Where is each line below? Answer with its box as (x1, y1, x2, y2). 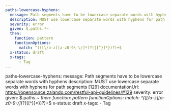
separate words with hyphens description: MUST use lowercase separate (5, 79, 159, 85)
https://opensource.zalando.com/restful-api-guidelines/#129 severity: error (5, 89, 163, 95)
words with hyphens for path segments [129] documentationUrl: (5, 84, 139, 90)
